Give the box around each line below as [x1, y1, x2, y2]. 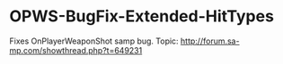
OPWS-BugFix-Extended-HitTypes [9, 6, 274, 27]
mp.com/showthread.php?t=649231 [9, 44, 143, 55]
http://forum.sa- [180, 36, 240, 46]
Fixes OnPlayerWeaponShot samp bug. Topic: [9, 36, 179, 46]
